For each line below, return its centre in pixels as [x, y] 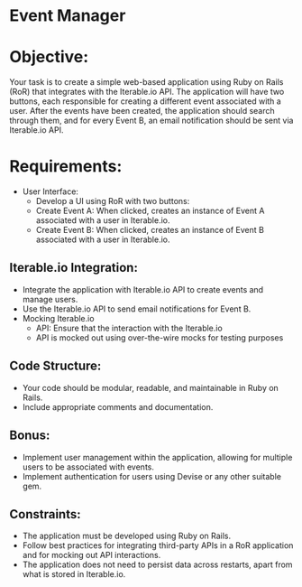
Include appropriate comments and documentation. [118, 406]
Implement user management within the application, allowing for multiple [157, 457]
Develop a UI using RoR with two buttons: [113, 201]
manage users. [50, 299]
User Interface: [50, 191]
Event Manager [68, 16]
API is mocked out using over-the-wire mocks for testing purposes [160, 337]
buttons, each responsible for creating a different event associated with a [145, 101]
